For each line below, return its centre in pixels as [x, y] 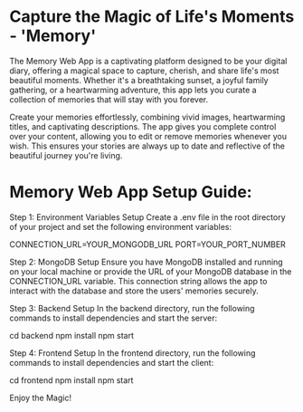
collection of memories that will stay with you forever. [109, 99]
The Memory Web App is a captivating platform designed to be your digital [148, 61]
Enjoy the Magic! [41, 398]
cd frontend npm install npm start [71, 380]
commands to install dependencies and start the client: [112, 362]
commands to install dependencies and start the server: [114, 318]
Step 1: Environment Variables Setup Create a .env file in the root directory [148, 217]
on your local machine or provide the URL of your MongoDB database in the [151, 271]
